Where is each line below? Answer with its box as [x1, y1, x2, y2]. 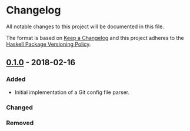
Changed [6, 103, 34, 112]
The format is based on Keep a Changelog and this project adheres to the [6, 34, 184, 41]
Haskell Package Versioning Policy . [6, 41, 91, 48]
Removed [6, 119, 34, 127]
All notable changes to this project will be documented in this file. [6, 23, 165, 30]
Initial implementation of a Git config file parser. [14, 89, 130, 96]
